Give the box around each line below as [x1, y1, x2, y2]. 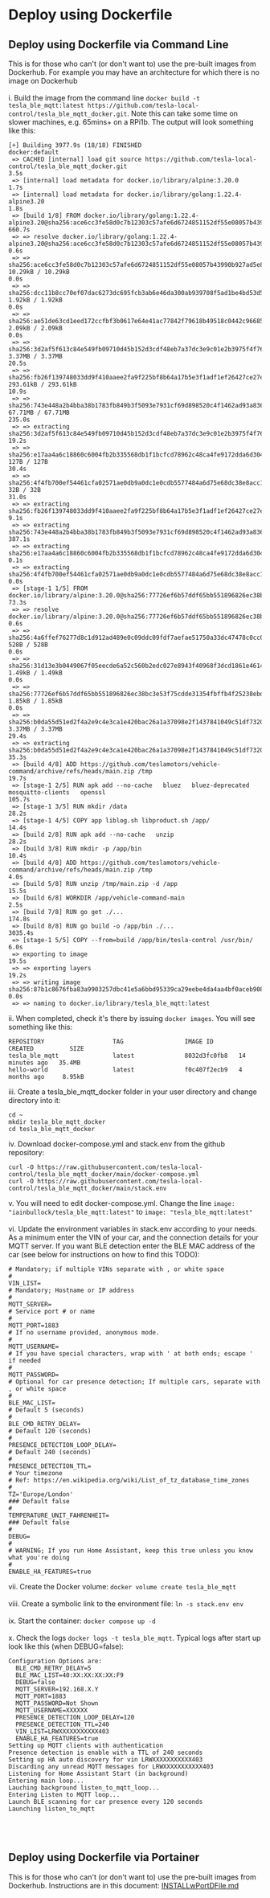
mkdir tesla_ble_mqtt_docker [8, 1118, 106, 1126]
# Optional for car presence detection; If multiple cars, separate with [8, 1378, 261, 1386]
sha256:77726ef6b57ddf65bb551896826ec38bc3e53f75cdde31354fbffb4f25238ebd [8, 690, 264, 698]
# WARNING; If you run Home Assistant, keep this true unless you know [8, 1547, 253, 1555]
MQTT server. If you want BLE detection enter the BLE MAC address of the [8, 1241, 256, 1251]
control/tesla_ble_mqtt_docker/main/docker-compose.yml [8, 1170, 199, 1179]
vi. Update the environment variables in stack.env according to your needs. [8, 1224, 257, 1233]
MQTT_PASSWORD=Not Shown [15, 1699, 99, 1707]
